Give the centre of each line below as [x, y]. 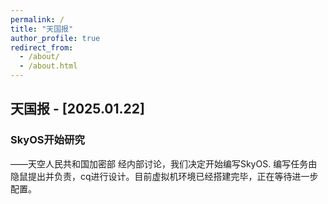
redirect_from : [42, 47]
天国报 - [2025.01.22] [77, 109]
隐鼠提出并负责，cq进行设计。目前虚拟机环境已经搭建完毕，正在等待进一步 [164, 176]
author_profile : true [55, 38]
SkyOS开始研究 [47, 140]
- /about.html [48, 66]
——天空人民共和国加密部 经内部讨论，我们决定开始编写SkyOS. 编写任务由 [164, 163]
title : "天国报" [42, 29]
